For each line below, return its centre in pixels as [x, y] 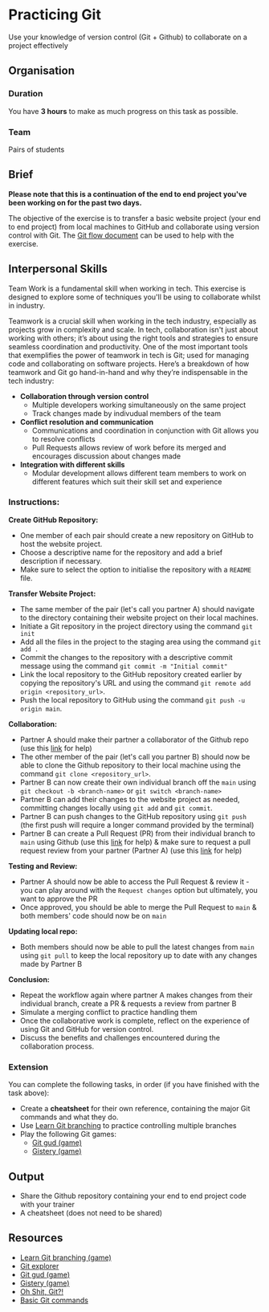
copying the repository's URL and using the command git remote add [135, 682]
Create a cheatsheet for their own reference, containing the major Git [135, 1109]
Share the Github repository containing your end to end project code [133, 1196]
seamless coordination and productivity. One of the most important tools [128, 346]
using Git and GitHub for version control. [87, 1029]
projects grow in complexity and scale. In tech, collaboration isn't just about [133, 329]
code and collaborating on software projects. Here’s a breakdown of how [129, 364]
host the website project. [61, 544]
